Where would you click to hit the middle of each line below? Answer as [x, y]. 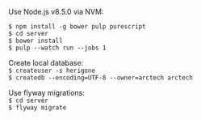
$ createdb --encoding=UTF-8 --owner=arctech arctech [101, 78]
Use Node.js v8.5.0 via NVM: [56, 12]
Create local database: [46, 63]
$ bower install [36, 41]
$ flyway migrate [38, 108]
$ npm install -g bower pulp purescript [77, 27]
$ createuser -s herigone [52, 71]
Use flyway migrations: [46, 93]
